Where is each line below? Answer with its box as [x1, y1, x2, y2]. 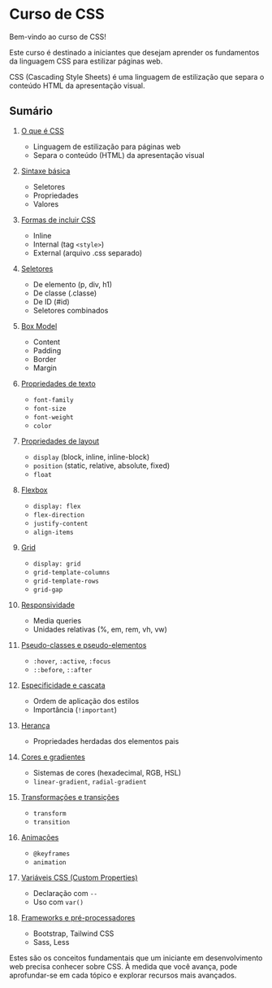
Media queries [32, 615, 82, 625]
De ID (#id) [32, 296, 70, 306]
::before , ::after [32, 664, 93, 674]
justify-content [32, 519, 89, 527]
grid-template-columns [32, 568, 110, 576]
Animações [20, 832, 59, 842]
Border [32, 354, 57, 364]
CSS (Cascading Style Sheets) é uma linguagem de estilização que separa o [9, 72, 265, 81]
